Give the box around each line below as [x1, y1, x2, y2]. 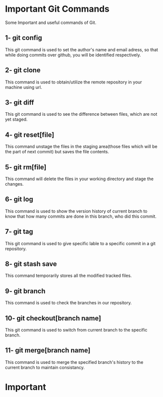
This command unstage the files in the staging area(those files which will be [5, 144, 158, 149]
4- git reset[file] [5, 130, 54, 139]
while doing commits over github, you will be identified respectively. [5, 52, 141, 58]
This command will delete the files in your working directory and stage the [5, 176, 154, 182]
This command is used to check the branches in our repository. [5, 300, 132, 306]
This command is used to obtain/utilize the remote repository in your [5, 79, 142, 85]
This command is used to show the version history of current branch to [5, 208, 147, 214]
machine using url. [5, 84, 42, 90]
